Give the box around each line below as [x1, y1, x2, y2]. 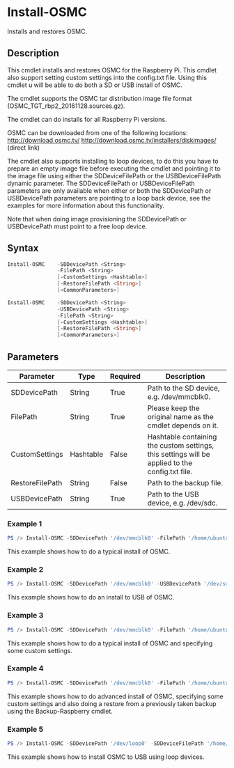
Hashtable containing [147, 432, 217, 441]
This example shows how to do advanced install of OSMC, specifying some [7, 692, 224, 700]
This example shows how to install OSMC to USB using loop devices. [7, 753, 205, 761]
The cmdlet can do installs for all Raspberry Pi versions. [7, 115, 167, 123]
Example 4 [7, 664, 44, 673]
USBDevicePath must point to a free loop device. [7, 222, 148, 230]
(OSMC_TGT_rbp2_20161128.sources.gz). [7, 102, 125, 110]
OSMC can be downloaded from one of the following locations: [7, 128, 188, 136]
